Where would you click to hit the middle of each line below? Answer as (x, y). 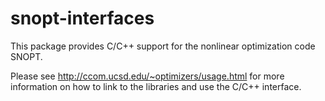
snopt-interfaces (82, 18)
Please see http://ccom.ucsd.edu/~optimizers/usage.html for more (147, 76)
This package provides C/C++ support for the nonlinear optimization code (163, 46)
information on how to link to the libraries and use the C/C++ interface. (156, 86)
